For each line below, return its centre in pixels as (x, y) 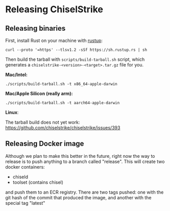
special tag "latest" (25, 203)
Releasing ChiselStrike (54, 9)
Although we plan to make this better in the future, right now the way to (80, 156)
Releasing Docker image (45, 144)
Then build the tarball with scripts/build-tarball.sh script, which (75, 59)
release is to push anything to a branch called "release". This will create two (85, 161)
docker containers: (25, 167)
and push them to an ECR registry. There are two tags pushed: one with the (84, 192)
